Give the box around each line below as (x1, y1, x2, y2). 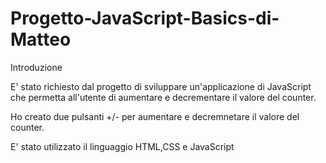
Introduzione (10, 61, 63, 73)
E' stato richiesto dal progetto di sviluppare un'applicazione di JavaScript (10, 80, 312, 92)
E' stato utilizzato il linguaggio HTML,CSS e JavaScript (10, 140, 235, 152)
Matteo (10, 28, 72, 51)
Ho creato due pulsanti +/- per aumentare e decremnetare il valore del (10, 110, 300, 122)
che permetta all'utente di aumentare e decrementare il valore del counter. (10, 91, 317, 103)
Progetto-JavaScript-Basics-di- (10, 7, 280, 30)
